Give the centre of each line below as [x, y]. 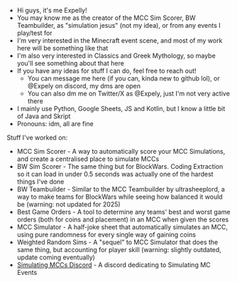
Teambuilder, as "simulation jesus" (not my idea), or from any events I [118, 25]
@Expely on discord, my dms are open [84, 86]
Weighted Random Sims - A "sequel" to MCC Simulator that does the [117, 242]
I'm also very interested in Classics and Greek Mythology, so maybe [116, 56]
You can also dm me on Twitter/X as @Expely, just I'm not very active [128, 93]
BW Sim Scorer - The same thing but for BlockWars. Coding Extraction [120, 166]
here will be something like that [62, 48]
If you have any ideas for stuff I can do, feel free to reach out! [106, 71]
